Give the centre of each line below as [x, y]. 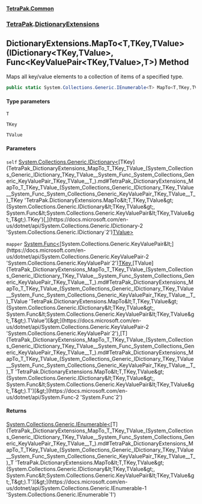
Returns [17, 411]
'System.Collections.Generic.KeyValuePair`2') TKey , [69, 263]
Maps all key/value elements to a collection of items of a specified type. [95, 77]
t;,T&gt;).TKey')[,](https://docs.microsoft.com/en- [67, 219]
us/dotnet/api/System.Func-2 [43, 397]
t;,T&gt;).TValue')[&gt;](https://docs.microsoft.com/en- [74, 320]
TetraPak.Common [30, 8]
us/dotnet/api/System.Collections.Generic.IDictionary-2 [75, 226]
